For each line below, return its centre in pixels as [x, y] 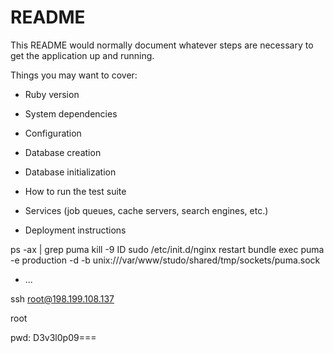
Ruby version [52, 94]
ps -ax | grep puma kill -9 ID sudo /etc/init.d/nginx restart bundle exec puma [167, 249]
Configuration [53, 133]
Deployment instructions [75, 230]
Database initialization [70, 172]
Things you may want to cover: [74, 75]
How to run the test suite [75, 191]
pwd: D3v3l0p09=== [53, 337]
